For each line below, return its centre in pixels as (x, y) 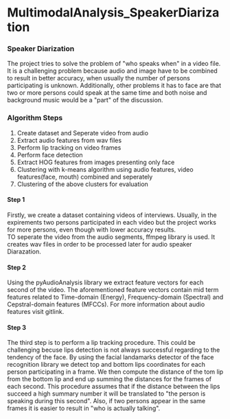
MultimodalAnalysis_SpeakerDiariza (113, 13)
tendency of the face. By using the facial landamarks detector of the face (111, 357)
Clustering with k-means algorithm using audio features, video (105, 169)
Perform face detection (50, 155)
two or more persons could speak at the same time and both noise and (107, 93)
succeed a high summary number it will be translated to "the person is (106, 394)
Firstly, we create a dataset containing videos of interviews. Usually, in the (112, 215)
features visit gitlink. (36, 312)
